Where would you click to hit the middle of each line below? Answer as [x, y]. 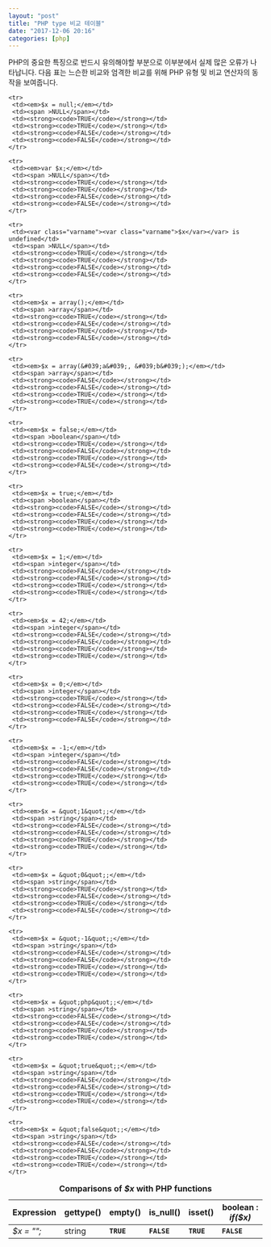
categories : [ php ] [39, 38]
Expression [34, 1212]
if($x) [240, 1218]
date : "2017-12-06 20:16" [52, 31]
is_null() [165, 1212]
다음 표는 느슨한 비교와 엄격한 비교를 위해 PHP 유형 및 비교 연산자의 [144, 73]
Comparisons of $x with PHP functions [135, 1189]
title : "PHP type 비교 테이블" [56, 23]
